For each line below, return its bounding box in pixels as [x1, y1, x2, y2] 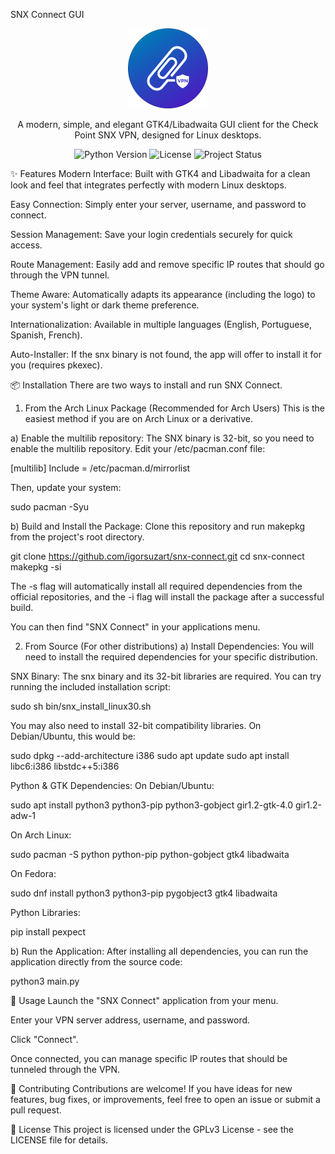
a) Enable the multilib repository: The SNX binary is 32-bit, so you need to [10, 432, 315, 444]
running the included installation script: [10, 681, 171, 693]
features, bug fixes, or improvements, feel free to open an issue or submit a [10, 1094, 321, 1105]
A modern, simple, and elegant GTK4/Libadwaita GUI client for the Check [17, 119, 319, 130]
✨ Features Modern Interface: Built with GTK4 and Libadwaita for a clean [10, 168, 311, 179]
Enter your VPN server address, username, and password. [10, 1014, 251, 1026]
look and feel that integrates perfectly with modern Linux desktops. [10, 179, 287, 191]
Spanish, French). [10, 329, 83, 341]
